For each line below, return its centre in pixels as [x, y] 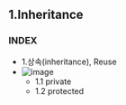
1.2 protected [59, 91]
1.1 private [53, 81]
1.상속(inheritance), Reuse [69, 62]
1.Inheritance [46, 15]
